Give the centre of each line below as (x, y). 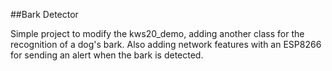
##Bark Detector (44, 14)
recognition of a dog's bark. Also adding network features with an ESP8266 (166, 44)
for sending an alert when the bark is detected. (107, 55)
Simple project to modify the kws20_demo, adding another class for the (157, 33)
